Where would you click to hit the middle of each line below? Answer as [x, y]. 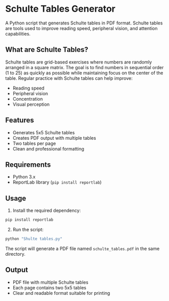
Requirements [28, 164]
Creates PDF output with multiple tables [54, 138]
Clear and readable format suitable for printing [61, 293]
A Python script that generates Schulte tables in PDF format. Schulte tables [84, 23]
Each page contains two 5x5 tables [49, 287]
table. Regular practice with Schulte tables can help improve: [69, 78]
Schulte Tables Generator [60, 9]
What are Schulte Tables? [47, 50]
